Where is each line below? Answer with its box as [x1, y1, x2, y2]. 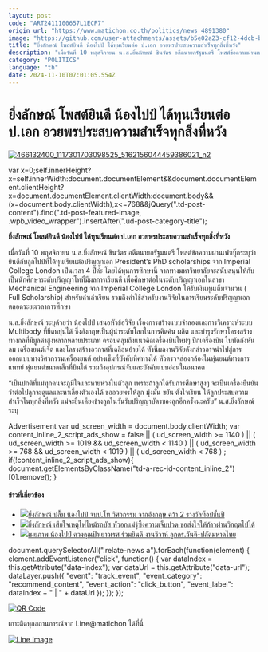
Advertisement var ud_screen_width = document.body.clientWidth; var [8, 421, 241, 431]
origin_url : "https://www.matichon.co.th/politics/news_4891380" [8, 26, 230, 34]
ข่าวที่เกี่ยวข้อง [8, 490, 45, 500]
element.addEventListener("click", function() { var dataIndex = [8, 554, 213, 563]
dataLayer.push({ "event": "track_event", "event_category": [8, 571, 203, 580]
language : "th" [8, 64, 59, 72]
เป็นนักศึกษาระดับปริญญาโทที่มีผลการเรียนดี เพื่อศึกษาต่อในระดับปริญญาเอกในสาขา [8, 275, 225, 284]
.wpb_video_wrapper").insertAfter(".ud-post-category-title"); [8, 216, 207, 226]
